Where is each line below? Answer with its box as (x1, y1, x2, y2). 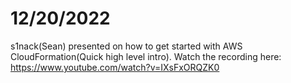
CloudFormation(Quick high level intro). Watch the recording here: (10, 50, 282, 62)
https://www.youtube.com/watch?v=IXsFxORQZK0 (10, 61, 220, 73)
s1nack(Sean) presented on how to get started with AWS (10, 40, 243, 52)
